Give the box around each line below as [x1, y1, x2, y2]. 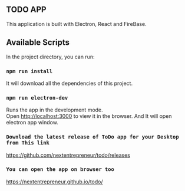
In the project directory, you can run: [6, 53, 95, 60]
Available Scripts [6, 38, 70, 48]
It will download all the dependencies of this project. [6, 80, 133, 87]
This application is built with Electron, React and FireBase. [6, 20, 147, 27]
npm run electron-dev [6, 94, 68, 101]
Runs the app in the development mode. [6, 106, 103, 114]
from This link [6, 140, 50, 146]
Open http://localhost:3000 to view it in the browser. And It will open [6, 113, 172, 120]
